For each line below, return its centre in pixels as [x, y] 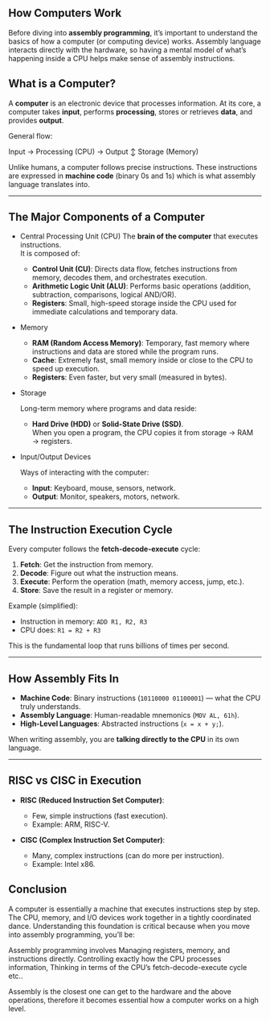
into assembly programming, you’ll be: [72, 935]
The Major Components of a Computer [106, 217]
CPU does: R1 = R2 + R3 [60, 630]
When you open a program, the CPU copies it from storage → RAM [143, 433]
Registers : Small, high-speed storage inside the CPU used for [134, 303]
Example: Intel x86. [63, 864]
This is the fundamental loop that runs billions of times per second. [119, 646]
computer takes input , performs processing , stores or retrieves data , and [131, 111]
